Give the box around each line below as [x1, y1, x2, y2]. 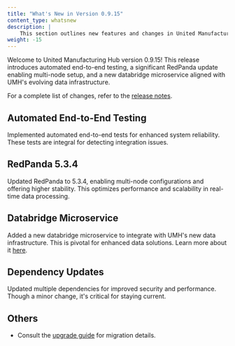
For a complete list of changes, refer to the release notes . [7, 92, 173, 100]
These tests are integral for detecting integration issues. [7, 138, 169, 146]
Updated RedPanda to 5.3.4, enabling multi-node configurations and [7, 177, 204, 185]
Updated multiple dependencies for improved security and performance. [7, 285, 217, 293]
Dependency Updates [7, 266, 104, 278]
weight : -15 [7, 36, 42, 44]
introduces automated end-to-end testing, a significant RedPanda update [7, 63, 218, 72]
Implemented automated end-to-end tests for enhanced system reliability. [7, 131, 220, 139]
